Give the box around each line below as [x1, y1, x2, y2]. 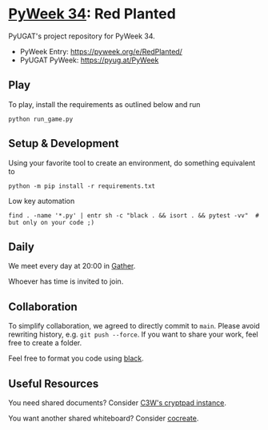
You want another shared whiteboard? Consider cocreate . [8, 413, 199, 423]
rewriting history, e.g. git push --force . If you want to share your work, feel [8, 329, 258, 340]
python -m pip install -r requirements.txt [8, 181, 156, 190]
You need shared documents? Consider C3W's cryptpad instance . [8, 398, 226, 408]
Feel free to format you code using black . [8, 353, 144, 364]
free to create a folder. [8, 338, 82, 348]
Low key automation [8, 196, 75, 205]
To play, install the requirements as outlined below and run [8, 99, 201, 109]
